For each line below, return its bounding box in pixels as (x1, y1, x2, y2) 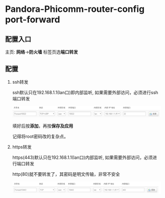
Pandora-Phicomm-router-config (5, 3, 145, 15)
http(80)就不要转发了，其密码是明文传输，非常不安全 (12, 171, 120, 177)
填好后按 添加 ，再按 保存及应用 (12, 123, 73, 129)
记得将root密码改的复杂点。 (12, 133, 69, 139)
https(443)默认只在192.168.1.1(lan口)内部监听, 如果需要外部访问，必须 (12, 154, 153, 160)
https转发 (12, 144, 32, 149)
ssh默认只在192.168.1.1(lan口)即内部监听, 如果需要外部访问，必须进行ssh (12, 89, 159, 95)
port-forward (5, 14, 60, 25)
